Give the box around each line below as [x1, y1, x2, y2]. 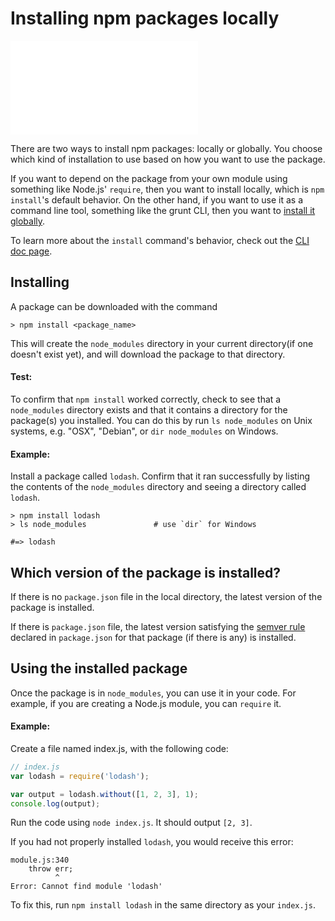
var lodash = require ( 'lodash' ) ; [10, 771, 150, 781]
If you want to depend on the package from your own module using [10, 172, 288, 184]
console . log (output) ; [10, 798, 101, 809]
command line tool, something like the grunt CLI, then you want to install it [10, 204, 316, 216]
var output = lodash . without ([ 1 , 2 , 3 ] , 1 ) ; [10, 789, 199, 799]
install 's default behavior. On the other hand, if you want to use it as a [10, 193, 304, 206]
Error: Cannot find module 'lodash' [10, 882, 163, 892]
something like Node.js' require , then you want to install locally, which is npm [10, 183, 325, 195]
